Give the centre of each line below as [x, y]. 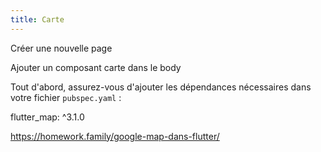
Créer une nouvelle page [61, 48]
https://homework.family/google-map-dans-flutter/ [115, 136]
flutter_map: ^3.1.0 [47, 117]
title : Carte [37, 19]
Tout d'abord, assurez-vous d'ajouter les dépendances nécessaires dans [161, 87]
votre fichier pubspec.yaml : [66, 97]
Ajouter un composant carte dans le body [96, 67]
